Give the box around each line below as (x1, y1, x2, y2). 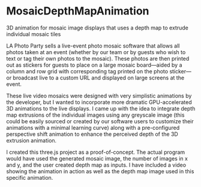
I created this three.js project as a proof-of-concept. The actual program (6, 149, 185, 156)
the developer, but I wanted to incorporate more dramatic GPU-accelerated (6, 98, 192, 106)
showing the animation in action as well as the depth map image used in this (6, 167, 194, 175)
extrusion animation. (6, 136, 57, 144)
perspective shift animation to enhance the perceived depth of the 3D (6, 130, 178, 138)
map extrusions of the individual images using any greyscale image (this (6, 111, 185, 118)
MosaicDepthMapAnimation (6, 4, 149, 18)
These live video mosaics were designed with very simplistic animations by (6, 92, 192, 99)
